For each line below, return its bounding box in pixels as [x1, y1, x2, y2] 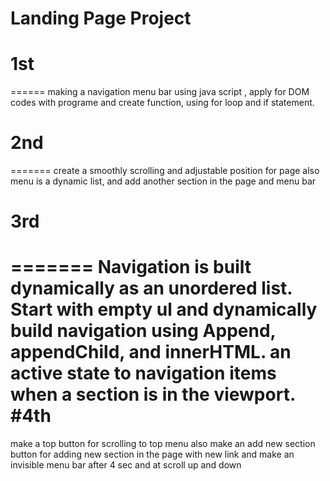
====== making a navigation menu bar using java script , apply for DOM [10, 86, 310, 98]
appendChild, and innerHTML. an [10, 341, 292, 364]
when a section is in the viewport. [10, 383, 296, 406]
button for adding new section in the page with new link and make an [10, 448, 295, 461]
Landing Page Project [10, 7, 192, 30]
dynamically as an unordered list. [10, 277, 293, 300]
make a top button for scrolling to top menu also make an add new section [10, 438, 316, 450]
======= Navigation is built [10, 256, 252, 279]
